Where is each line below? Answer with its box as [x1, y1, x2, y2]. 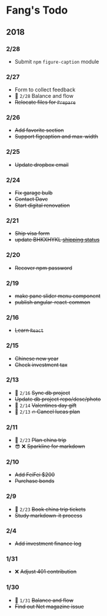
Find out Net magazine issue [14, 602, 84, 610]
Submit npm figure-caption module [14, 58, 99, 65]
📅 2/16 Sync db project [14, 389, 71, 396]
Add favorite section [14, 127, 64, 134]
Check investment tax [14, 361, 68, 368]
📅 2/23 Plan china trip [14, 437, 66, 444]
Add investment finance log [14, 540, 82, 547]
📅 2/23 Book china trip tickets [14, 505, 86, 513]
